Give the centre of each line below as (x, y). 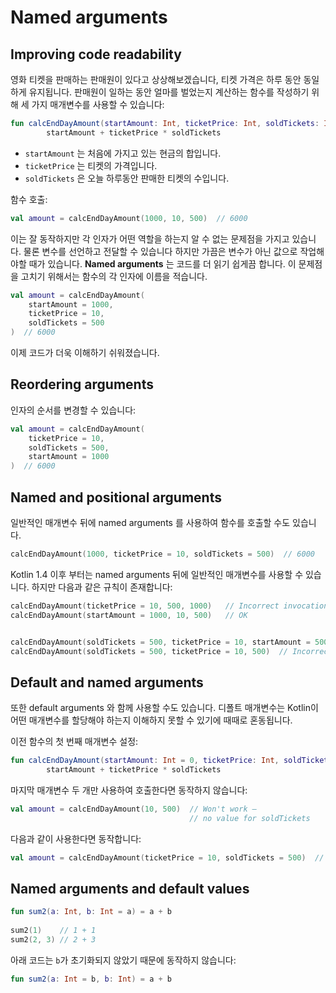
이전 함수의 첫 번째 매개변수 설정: (74, 742)
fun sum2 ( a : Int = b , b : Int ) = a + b (91, 979)
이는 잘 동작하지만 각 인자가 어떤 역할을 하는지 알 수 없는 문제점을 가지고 (150, 238)
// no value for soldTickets (250, 818)
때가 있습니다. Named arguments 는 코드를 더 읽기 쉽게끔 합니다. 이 (162, 263)
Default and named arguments (107, 682)
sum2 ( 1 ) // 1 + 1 (53, 931)
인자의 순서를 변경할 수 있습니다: (73, 410)
